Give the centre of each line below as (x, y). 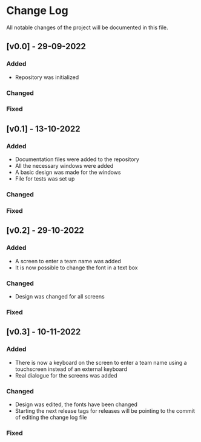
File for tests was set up (45, 179)
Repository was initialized (47, 77)
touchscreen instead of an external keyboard (71, 369)
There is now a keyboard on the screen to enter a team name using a (101, 362)
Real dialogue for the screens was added (66, 375)
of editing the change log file (51, 417)
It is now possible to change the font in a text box (76, 268)
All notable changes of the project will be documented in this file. (87, 27)
